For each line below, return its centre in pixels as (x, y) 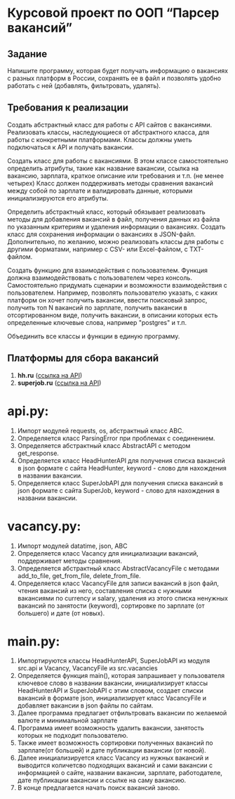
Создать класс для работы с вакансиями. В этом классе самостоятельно (118, 160)
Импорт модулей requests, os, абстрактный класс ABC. (101, 430)
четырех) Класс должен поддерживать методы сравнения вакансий (110, 183)
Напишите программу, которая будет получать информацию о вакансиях (118, 71)
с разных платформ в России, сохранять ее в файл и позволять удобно (114, 78)
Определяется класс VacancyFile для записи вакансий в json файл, (118, 583)
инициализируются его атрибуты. (58, 198)
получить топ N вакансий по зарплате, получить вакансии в (98, 307)
